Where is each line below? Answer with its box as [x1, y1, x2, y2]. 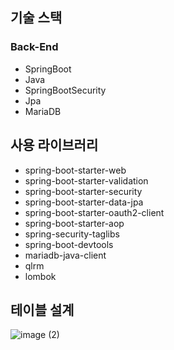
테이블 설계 [10, 301, 75, 318]
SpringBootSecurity [24, 84, 107, 96]
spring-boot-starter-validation [24, 174, 149, 187]
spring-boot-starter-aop [24, 217, 125, 229]
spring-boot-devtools [24, 238, 114, 250]
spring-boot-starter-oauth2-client [24, 206, 165, 218]
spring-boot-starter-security [24, 185, 143, 197]
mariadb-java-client [24, 249, 107, 261]
